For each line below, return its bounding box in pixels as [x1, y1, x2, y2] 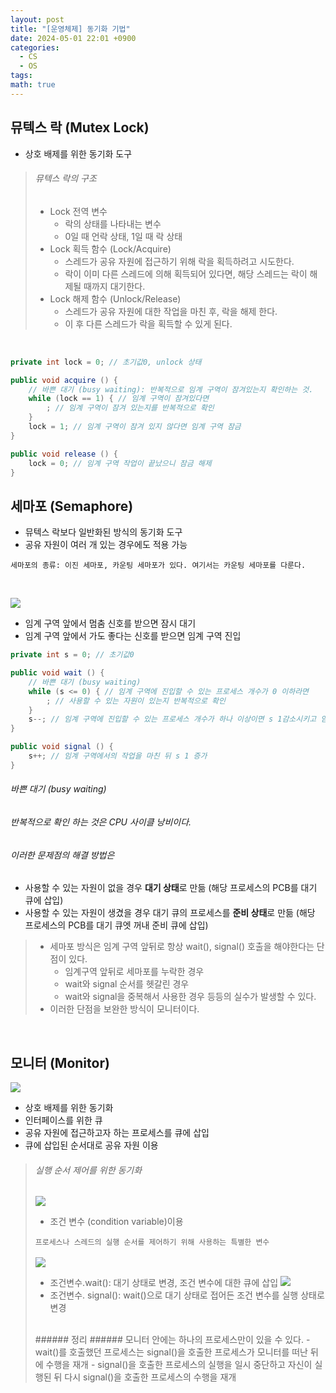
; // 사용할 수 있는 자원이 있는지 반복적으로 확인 [46, 696, 226, 706]
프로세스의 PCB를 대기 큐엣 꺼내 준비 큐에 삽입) [24, 919, 209, 931]
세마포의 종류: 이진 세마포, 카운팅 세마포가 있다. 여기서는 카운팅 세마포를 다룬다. [10, 561, 307, 571]
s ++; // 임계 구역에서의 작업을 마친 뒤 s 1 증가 [28, 751, 208, 761]
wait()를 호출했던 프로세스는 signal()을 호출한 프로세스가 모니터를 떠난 [34, 1346, 308, 1358]
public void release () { [10, 449, 118, 459]
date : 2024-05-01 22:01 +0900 [10, 33, 137, 43]
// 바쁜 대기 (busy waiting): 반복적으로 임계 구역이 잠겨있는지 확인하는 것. [28, 384, 314, 395]
